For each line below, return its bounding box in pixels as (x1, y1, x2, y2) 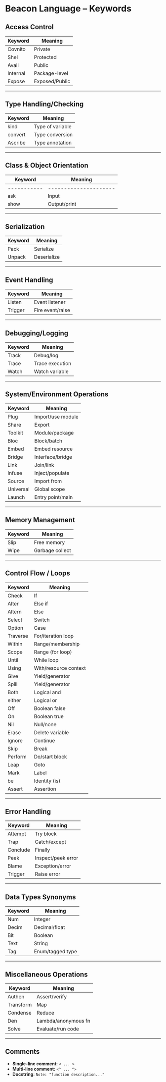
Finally (35, 847, 50, 854)
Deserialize (34, 254, 60, 261)
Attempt (7, 830, 26, 837)
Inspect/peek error (35, 855, 79, 862)
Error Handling (5, 807, 51, 815)
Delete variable (34, 729, 69, 736)
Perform (7, 753, 27, 760)
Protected (34, 54, 57, 60)
